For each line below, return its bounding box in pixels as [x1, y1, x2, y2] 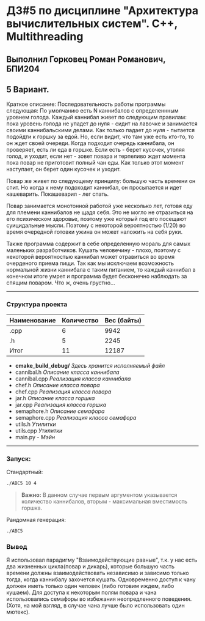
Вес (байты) [104, 316, 142, 324]
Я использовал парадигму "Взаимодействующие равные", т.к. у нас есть [6, 556, 198, 563]
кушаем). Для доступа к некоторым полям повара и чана [6, 589, 157, 597]
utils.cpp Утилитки [15, 426, 63, 434]
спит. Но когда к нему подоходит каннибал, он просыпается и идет [6, 184, 182, 192]
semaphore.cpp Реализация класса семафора [15, 414, 137, 421]
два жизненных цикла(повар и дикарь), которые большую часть [6, 563, 175, 570]
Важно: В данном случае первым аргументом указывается [21, 491, 178, 499]
